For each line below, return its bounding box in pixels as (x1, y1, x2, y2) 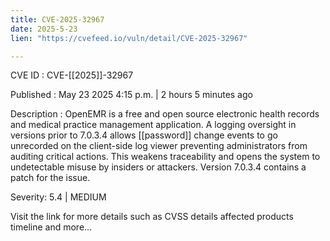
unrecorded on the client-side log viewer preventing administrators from (10, 140, 308, 152)
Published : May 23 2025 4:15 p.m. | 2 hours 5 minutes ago (10, 89, 253, 101)
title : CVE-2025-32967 (10, 14, 105, 25)
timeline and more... (10, 221, 93, 233)
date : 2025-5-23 (10, 24, 78, 34)
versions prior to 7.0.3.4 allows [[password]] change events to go (10, 129, 278, 141)
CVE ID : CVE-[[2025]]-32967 (10, 69, 134, 81)
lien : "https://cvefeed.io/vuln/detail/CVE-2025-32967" (10, 33, 248, 43)
